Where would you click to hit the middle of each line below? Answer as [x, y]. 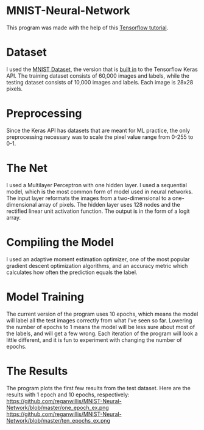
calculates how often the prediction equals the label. [72, 272]
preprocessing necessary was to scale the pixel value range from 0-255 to [100, 137]
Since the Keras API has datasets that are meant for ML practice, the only [98, 130]
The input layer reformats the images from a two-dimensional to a [89, 198]
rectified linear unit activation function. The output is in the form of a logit [98, 211]
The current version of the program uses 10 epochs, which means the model [102, 314]
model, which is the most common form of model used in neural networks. [100, 191]
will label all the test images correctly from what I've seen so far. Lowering [99, 320]
